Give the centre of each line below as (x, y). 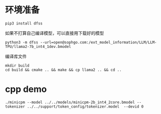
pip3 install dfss (24, 23)
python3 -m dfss (22, 42)
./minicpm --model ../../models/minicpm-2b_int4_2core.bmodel (70, 102)
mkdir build (17, 66)
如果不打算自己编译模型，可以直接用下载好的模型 (54, 33)
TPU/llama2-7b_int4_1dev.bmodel (38, 46)
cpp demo (26, 89)
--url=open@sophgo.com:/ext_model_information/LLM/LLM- (98, 42)
